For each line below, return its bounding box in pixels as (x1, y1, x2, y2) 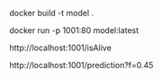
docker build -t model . (9, 8, 94, 18)
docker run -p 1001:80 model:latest (9, 25, 139, 35)
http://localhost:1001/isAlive (9, 42, 112, 53)
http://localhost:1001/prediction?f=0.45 (9, 60, 154, 70)
